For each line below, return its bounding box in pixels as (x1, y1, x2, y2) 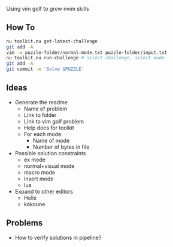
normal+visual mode (23, 162, 75, 170)
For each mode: (23, 130, 63, 137)
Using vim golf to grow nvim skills (6, 5, 90, 12)
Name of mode (32, 137, 70, 144)
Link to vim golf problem (23, 118, 84, 125)
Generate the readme (14, 98, 68, 106)
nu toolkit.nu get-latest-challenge (6, 38, 98, 44)
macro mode (23, 168, 56, 176)
